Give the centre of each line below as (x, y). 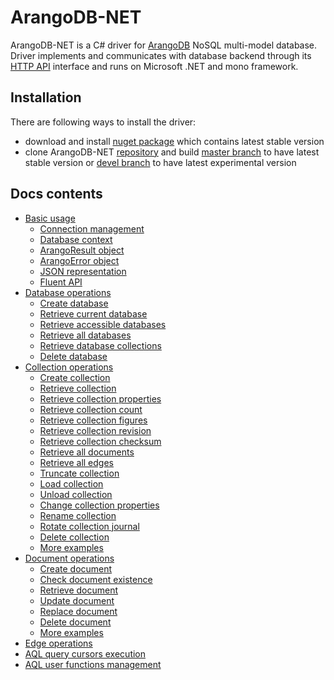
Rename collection (78, 515)
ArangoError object (79, 260)
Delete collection (74, 537)
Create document (76, 568)
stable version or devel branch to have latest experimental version (160, 162)
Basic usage (50, 218)
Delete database (73, 356)
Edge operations (58, 643)
